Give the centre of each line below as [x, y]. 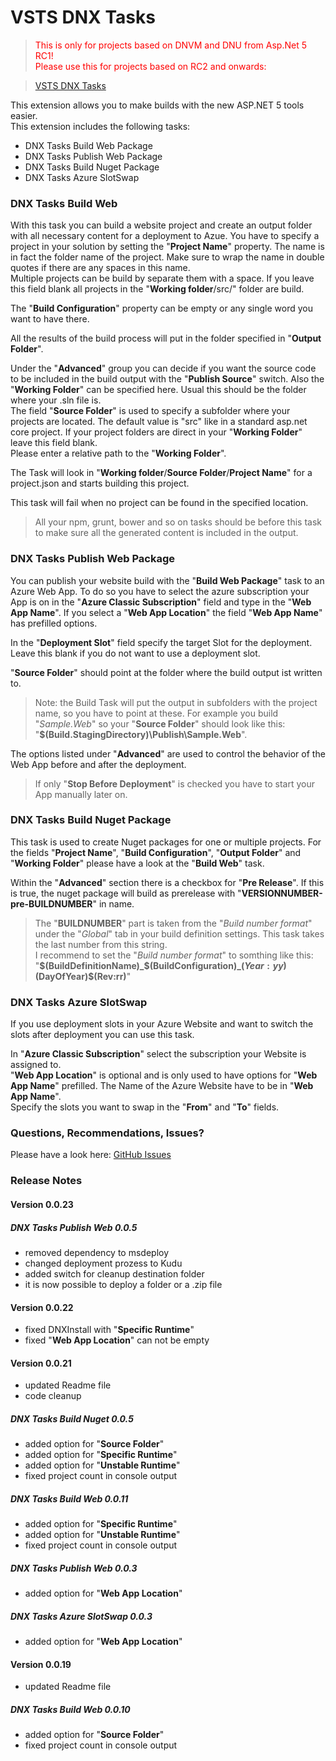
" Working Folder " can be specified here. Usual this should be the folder [158, 390]
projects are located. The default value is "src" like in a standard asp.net [159, 422]
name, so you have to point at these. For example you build [156, 713]
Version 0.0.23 [42, 1204]
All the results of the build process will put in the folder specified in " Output [166, 338]
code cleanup [53, 1396]
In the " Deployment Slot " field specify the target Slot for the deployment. [161, 642]
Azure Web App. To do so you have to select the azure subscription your [160, 591]
